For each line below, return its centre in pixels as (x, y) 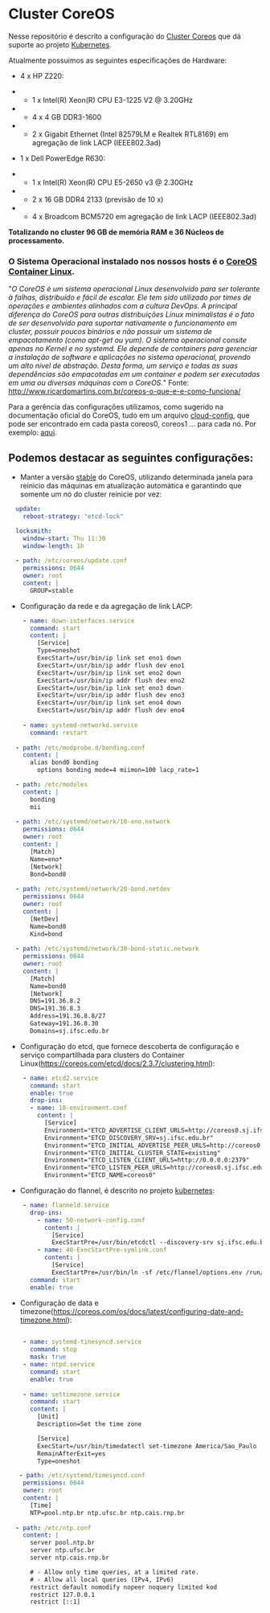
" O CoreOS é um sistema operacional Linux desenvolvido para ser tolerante (134, 289)
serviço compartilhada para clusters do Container (102, 1055)
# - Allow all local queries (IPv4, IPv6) (102, 1579)
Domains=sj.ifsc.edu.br (70, 1031)
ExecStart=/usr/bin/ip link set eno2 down (109, 673)
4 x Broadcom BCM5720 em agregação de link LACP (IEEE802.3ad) (144, 216)
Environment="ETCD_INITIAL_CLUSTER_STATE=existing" (132, 1153)
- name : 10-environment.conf (78, 1108)
